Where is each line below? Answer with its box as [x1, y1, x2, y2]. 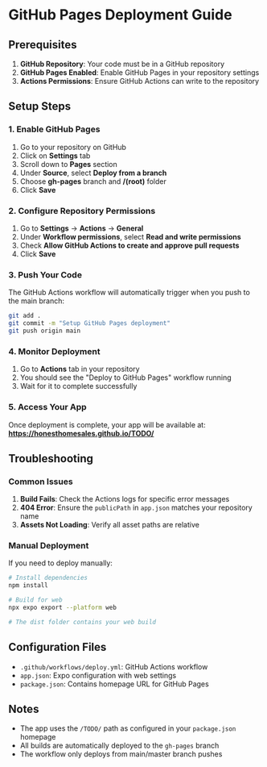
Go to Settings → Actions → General [19, 223, 144, 233]
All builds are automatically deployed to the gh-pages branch [19, 740, 220, 751]
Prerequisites [8, 38, 77, 52]
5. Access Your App [8, 402, 87, 413]
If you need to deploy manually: [8, 558, 113, 568]
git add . [8, 312, 42, 320]
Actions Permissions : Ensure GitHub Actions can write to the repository [19, 77, 260, 85]
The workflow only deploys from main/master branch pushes [19, 749, 223, 759]
